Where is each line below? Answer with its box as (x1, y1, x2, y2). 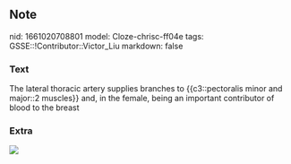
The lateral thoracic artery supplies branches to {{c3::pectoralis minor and (9, 83, 283, 94)
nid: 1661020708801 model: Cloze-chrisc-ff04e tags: (9, 30, 204, 41)
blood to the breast (9, 102, 80, 113)
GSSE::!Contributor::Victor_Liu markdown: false (9, 40, 184, 51)
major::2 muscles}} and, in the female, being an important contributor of (9, 93, 275, 104)
